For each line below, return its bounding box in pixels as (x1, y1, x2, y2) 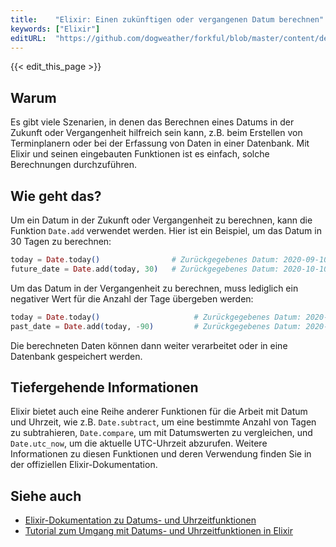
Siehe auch (10, 487, 82, 505)
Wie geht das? (10, 187, 102, 205)
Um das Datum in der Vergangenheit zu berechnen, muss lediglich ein (10, 282, 299, 294)
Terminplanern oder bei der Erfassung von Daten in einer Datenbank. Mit (10, 137, 310, 150)
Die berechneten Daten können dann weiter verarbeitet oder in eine (10, 339, 288, 351)
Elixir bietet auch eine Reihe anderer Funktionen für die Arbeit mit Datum (10, 406, 308, 418)
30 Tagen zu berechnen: (10, 236, 112, 247)
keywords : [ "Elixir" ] (10, 24, 101, 34)
